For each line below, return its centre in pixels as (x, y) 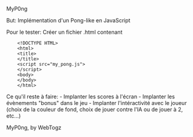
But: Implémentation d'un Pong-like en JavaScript (68, 20)
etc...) (14, 116)
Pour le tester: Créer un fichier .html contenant (64, 32)
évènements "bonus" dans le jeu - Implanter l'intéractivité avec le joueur (96, 103)
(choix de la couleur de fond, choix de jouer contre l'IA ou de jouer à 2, (95, 109)
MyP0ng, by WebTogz (34, 127)
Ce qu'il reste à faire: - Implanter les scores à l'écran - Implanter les (90, 97)
